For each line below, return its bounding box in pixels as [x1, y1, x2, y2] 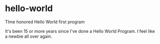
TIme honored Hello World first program [5, 19, 85, 25]
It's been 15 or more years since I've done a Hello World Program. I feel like [5, 28, 155, 34]
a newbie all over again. [5, 33, 52, 39]
